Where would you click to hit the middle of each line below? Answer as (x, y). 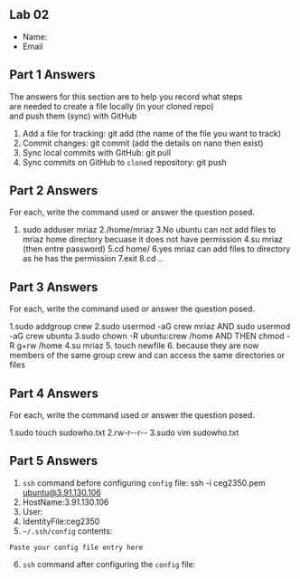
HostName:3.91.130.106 (66, 502)
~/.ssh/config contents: (67, 531)
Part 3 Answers (54, 287)
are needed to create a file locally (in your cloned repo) (112, 106)
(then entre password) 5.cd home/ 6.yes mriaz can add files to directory (156, 249)
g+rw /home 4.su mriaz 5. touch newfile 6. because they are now (138, 346)
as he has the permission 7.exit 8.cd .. (92, 259)
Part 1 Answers (53, 75)
